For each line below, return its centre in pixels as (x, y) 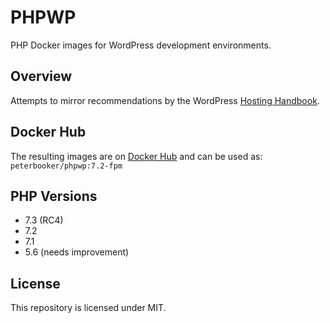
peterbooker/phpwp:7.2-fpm (66, 166)
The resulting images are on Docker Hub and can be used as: (136, 156)
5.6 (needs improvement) (77, 252)
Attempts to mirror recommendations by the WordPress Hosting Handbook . (165, 100)
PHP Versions (54, 196)
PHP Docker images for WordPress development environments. (141, 45)
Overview (41, 76)
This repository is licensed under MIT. (88, 308)
